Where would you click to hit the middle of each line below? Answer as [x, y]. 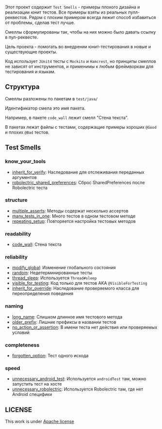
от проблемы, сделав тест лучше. [40, 22]
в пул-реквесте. [22, 37]
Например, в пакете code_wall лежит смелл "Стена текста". [67, 117]
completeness [22, 345]
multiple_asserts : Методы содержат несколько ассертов [70, 211]
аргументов [24, 177]
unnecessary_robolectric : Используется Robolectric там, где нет [77, 389]
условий [21, 332]
